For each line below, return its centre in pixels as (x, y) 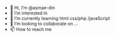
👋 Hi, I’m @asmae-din (32, 8)
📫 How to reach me (31, 29)
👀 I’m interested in (29, 13)
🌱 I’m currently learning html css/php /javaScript (60, 18)
